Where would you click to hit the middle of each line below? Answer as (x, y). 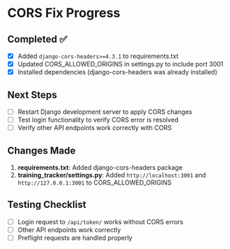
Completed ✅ (37, 39)
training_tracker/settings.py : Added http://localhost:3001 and (112, 175)
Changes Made (41, 150)
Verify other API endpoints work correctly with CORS (94, 128)
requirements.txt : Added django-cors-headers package (100, 167)
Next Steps (32, 94)
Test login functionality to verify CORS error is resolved (98, 120)
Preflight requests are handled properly (75, 238)
